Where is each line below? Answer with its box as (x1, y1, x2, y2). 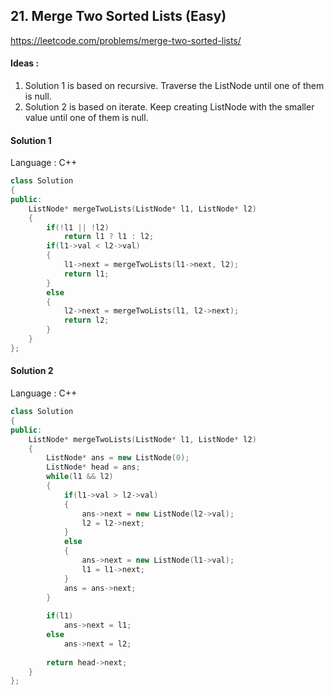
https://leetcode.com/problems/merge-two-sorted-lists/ (10, 34, 242, 46)
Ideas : (10, 57, 40, 69)
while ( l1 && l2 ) (46, 472, 114, 482)
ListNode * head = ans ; (46, 462, 141, 473)
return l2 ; (63, 315, 110, 326)
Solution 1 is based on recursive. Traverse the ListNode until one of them (24, 80, 325, 92)
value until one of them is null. (24, 112, 149, 124)
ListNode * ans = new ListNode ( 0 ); (46, 453, 190, 463)
